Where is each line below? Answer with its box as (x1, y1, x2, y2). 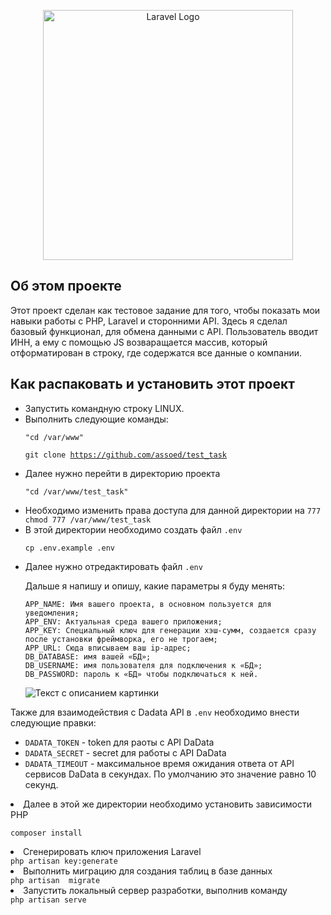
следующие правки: (10, 716, 97, 729)
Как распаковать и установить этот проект (10, 376, 295, 393)
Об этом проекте (10, 278, 122, 295)
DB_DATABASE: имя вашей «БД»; (24, 651, 152, 662)
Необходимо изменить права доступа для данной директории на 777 (24, 504, 322, 516)
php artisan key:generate (10, 856, 118, 866)
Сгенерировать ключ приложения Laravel (23, 845, 202, 857)
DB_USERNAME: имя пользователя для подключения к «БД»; (24, 660, 263, 670)
